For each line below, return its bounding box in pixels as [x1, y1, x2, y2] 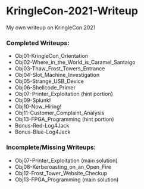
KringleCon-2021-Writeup [6, 4, 139, 18]
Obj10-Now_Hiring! [14, 103, 61, 110]
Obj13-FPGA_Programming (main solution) [14, 176, 119, 183]
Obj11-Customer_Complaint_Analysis [14, 109, 105, 117]
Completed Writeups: [6, 39, 70, 47]
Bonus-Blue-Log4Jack [14, 128, 71, 135]
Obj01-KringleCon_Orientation [14, 52, 88, 60]
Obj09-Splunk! [14, 97, 51, 104]
